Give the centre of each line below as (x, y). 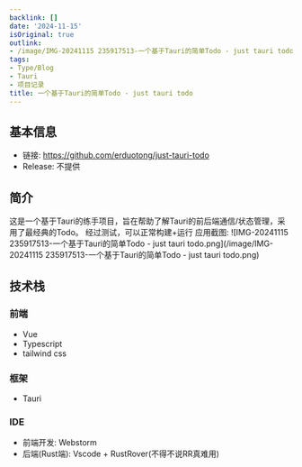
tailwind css (44, 353)
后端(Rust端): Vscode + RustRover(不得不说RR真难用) (121, 454)
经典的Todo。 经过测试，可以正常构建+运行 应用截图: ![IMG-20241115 (161, 233)
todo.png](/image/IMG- (231, 243)
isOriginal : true (42, 34)
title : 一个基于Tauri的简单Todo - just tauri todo (101, 93)
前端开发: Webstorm (59, 443)
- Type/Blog (31, 69)
